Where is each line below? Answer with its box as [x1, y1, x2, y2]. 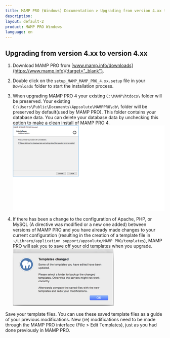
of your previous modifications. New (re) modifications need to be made [5, 317, 156, 323]
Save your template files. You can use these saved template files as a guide [5, 311, 163, 317]
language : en [5, 29, 33, 35]
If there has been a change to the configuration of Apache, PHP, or [12, 216, 152, 222]
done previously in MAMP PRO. [5, 327, 70, 333]
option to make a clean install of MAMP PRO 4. [12, 120, 110, 126]
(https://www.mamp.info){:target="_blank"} [12, 67, 103, 73]
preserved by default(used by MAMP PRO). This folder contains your [12, 109, 156, 115]
